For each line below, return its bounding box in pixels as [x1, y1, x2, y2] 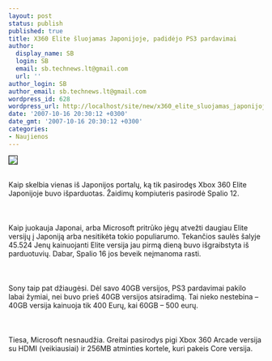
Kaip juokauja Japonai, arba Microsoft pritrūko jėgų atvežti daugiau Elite [8, 222, 249, 232]
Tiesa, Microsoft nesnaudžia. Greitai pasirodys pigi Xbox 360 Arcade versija [8, 334, 261, 345]
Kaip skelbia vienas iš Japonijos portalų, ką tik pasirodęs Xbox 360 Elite [8, 179, 247, 189]
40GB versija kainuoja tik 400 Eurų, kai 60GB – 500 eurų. [8, 300, 198, 310]
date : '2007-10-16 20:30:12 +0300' [8, 110, 129, 118]
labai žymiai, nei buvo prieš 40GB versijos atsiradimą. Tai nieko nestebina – [8, 291, 259, 301]
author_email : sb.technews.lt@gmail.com [8, 87, 147, 96]
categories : [8, 125, 49, 133]
